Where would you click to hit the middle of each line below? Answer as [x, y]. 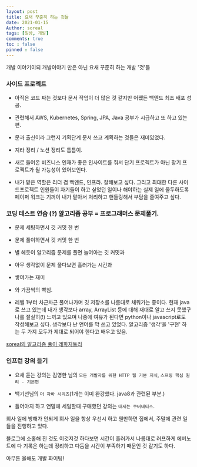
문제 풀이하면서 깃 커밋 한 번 [47, 240]
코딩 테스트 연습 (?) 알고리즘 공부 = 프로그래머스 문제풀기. [83, 213]
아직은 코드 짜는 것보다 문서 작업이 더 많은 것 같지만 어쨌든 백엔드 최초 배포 [100, 98]
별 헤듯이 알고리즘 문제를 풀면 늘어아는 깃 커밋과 [69, 253]
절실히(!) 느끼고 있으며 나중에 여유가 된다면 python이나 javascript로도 [106, 317]
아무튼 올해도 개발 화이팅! [35, 458]
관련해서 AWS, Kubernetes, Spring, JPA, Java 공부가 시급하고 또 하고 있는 [101, 117]
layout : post [22, 11]
